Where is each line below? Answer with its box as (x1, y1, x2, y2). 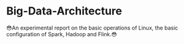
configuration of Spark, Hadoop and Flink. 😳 (6, 30, 118, 37)
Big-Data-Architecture (6, 4, 122, 18)
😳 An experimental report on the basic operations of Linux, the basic (6, 24, 179, 31)
